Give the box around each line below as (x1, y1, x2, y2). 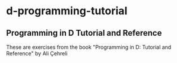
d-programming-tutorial (6, 4, 128, 18)
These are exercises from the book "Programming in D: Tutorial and (6, 43, 172, 51)
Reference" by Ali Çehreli (6, 50, 68, 57)
